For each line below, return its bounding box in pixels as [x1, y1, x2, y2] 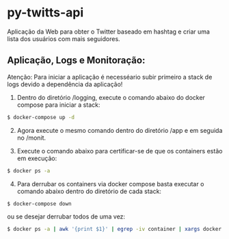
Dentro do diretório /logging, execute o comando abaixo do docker [16, 93, 205, 101]
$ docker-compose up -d [7, 114, 75, 121]
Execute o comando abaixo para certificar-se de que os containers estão [16, 147, 223, 155]
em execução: [16, 154, 57, 162]
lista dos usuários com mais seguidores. [7, 34, 121, 42]
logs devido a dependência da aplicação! [7, 80, 123, 88]
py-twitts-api [7, 5, 84, 21]
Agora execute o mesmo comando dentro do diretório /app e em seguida [16, 126, 223, 134]
